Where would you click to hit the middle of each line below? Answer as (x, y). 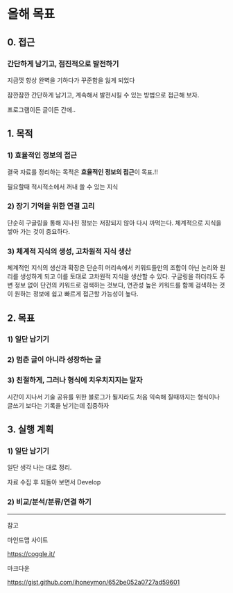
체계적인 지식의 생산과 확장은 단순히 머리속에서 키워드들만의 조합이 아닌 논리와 (113, 268)
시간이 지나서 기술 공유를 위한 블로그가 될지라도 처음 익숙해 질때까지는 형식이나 (114, 397)
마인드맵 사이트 (28, 539)
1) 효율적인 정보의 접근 (42, 155)
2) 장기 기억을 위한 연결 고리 (51, 206)
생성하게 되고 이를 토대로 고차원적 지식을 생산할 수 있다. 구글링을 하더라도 (119, 276)
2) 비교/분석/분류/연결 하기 (49, 502)
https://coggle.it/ (31, 553)
